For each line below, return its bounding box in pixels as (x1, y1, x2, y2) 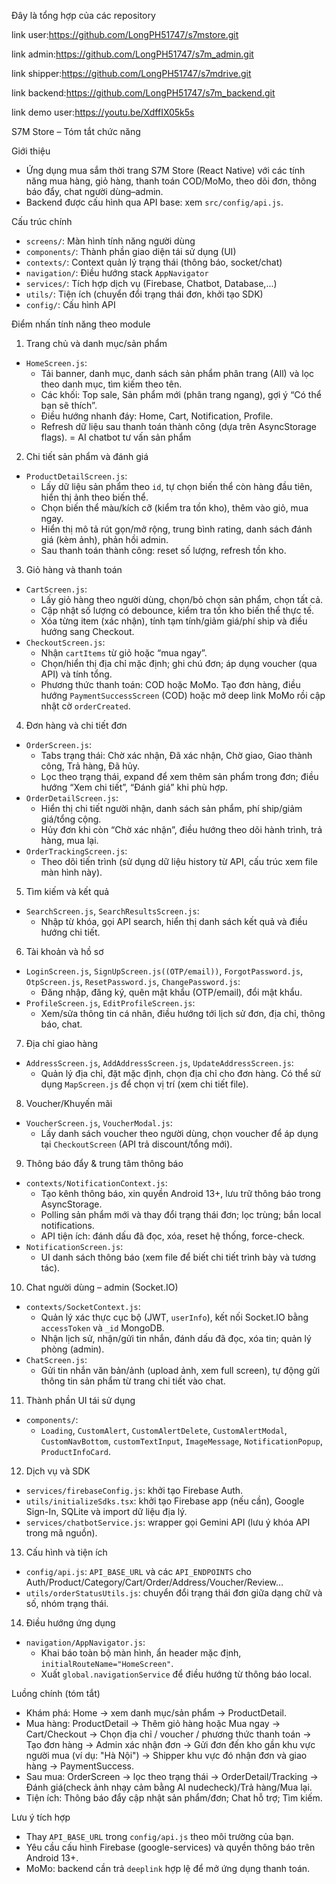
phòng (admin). (40, 1343, 105, 1355)
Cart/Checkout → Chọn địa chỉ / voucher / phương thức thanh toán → (25, 1728, 312, 1740)
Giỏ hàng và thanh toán (25, 564, 123, 575)
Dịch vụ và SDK (25, 1465, 91, 1477)
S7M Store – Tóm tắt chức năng (11, 126, 141, 137)
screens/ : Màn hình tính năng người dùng (25, 235, 196, 247)
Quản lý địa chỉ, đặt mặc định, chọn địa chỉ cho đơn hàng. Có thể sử (40, 1068, 321, 1079)
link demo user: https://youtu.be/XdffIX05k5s (11, 106, 195, 118)
